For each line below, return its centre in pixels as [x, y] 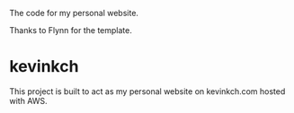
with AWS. [28, 100]
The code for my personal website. [74, 13]
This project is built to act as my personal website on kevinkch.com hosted [147, 91]
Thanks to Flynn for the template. [71, 30]
